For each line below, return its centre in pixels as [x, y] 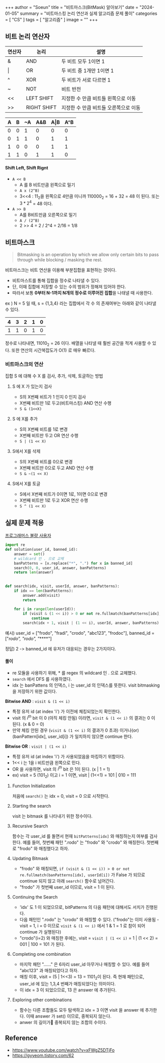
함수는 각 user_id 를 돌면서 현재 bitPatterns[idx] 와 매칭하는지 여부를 [80, 836]
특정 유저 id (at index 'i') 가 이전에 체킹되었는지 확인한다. [67, 712]
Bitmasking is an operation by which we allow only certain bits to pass [88, 255]
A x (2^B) [30, 191]
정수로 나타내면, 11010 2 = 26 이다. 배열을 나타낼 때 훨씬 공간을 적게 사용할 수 [78, 344]
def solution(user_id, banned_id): [41, 550]
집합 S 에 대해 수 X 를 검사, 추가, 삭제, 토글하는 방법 [54, 376]
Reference [21, 1038]
